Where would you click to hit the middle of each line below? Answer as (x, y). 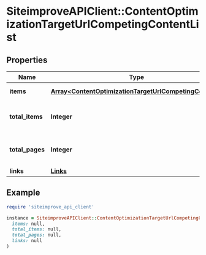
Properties (27, 60)
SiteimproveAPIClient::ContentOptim (102, 11)
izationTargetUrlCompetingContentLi (103, 24)
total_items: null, (37, 229)
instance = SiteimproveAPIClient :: (52, 218)
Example (23, 193)
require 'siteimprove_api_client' (51, 207)
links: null (27, 241)
